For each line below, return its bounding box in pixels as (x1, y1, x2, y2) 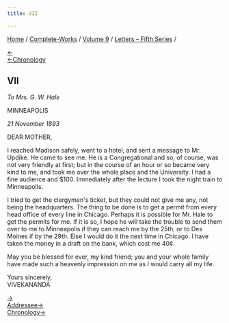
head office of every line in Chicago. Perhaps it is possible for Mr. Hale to (7, 210, 213, 219)
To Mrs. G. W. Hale (7, 93, 60, 101)
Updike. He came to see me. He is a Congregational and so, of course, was (7, 153, 219, 161)
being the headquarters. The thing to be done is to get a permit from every (7, 203, 217, 211)
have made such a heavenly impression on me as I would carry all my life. (7, 260, 215, 268)
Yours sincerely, (7, 273, 53, 281)
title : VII (7, 10, 38, 17)
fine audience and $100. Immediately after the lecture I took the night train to (7, 175, 223, 183)
